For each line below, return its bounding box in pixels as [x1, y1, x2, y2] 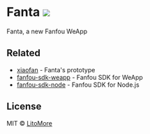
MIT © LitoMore [6, 119, 53, 127]
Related [6, 47, 41, 59]
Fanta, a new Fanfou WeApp [6, 27, 88, 35]
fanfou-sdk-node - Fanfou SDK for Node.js [16, 81, 140, 89]
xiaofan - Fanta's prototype [16, 65, 96, 74]
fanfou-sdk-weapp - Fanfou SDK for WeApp [16, 73, 144, 81]
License [6, 101, 42, 112]
